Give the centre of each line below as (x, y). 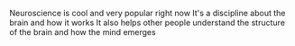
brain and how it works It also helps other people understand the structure (147, 23)
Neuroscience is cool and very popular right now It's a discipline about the (147, 13)
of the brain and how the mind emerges (83, 32)
